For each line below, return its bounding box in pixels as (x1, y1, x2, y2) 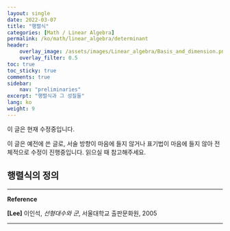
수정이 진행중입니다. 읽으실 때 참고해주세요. (30, 148, 146, 156)
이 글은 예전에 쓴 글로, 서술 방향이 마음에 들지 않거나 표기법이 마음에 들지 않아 (7, 139, 214, 148)
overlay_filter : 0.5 (19, 55, 78, 62)
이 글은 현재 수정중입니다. (7, 124, 75, 133)
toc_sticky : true (7, 67, 57, 74)
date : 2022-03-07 (7, 16, 57, 23)
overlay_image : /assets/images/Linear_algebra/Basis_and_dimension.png (19, 49, 228, 55)
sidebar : (7, 80, 32, 87)
